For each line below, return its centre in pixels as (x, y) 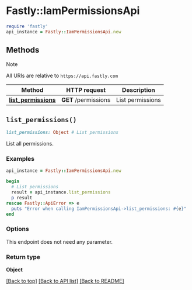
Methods (23, 50)
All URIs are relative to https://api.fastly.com (62, 75)
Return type (23, 257)
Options (18, 229)
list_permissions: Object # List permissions (62, 133)
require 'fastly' (27, 26)
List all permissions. (30, 144)
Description (139, 90)
